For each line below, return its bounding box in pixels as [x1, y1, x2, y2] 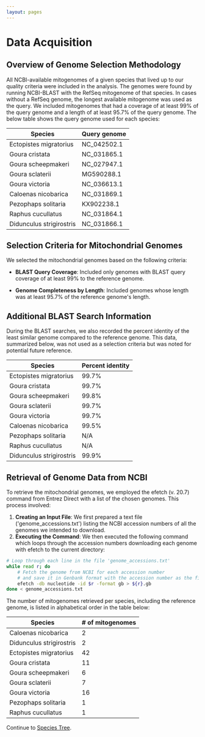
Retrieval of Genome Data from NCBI [6, 472, 148, 483]
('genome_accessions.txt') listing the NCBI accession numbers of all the [15, 520, 196, 527]
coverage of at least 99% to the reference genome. [15, 275, 145, 282]
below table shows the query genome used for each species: [6, 115, 160, 123]
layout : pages [6, 9, 43, 15]
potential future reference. [6, 347, 73, 354]
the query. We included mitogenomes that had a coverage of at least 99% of [6, 102, 199, 109]
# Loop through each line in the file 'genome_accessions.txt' [6, 558, 171, 564]
